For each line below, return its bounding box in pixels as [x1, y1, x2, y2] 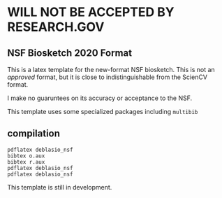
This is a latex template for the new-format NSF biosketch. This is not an [7, 66, 215, 73]
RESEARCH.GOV [7, 19, 105, 35]
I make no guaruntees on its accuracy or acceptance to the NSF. [7, 94, 193, 102]
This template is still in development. [7, 183, 112, 191]
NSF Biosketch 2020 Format [7, 47, 133, 59]
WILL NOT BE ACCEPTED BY [7, 4, 175, 20]
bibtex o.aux [7, 152, 45, 160]
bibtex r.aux [7, 158, 45, 165]
